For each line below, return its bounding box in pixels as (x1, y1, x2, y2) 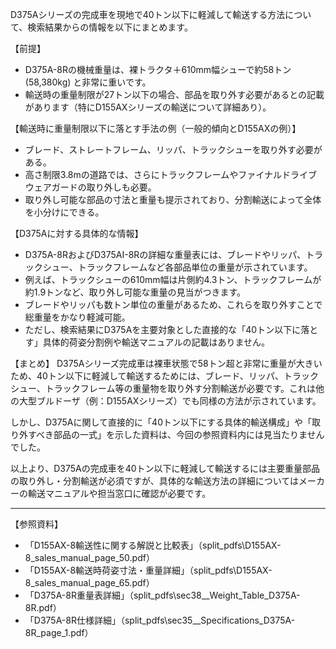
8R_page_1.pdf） (24, 627, 94, 638)
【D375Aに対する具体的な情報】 (10, 228, 144, 239)
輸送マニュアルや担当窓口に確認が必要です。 (27, 488, 212, 499)
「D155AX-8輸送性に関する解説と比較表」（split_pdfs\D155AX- (24, 539, 282, 551)
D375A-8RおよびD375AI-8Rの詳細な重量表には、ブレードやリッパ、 (24, 249, 307, 260)
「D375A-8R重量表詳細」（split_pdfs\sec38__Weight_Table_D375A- (24, 589, 301, 601)
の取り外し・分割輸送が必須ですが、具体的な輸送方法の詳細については (10, 475, 300, 487)
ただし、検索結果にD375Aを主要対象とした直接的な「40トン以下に (24, 324, 302, 335)
